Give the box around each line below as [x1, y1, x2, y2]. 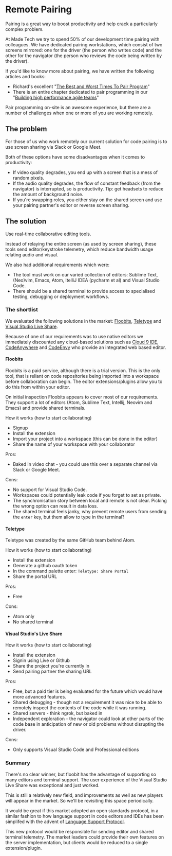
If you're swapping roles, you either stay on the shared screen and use [12, 197, 163, 203]
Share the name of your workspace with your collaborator [12, 441, 135, 447]
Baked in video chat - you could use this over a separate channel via [12, 461, 158, 467]
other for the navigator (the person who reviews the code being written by [5, 53, 162, 59]
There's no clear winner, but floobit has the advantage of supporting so [5, 771, 157, 777]
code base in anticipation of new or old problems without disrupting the [12, 721, 164, 727]
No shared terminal [12, 619, 54, 625]
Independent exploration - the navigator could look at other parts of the [12, 715, 164, 722]
